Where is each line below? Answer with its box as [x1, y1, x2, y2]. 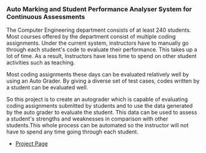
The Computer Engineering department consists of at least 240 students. [6, 26, 191, 34]
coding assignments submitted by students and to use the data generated [6, 102, 193, 110]
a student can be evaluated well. [6, 84, 88, 91]
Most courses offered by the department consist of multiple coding [6, 33, 176, 40]
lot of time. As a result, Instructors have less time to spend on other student [6, 53, 197, 60]
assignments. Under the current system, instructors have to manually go [6, 39, 189, 47]
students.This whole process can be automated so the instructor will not [6, 122, 189, 129]
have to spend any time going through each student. [6, 128, 139, 136]
